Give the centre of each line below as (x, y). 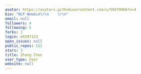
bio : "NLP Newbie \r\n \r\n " (37, 14)
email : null (17, 18)
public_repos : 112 (24, 46)
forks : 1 (14, 32)
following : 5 (18, 28)
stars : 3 (14, 50)
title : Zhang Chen (24, 55)
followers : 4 (18, 23)
